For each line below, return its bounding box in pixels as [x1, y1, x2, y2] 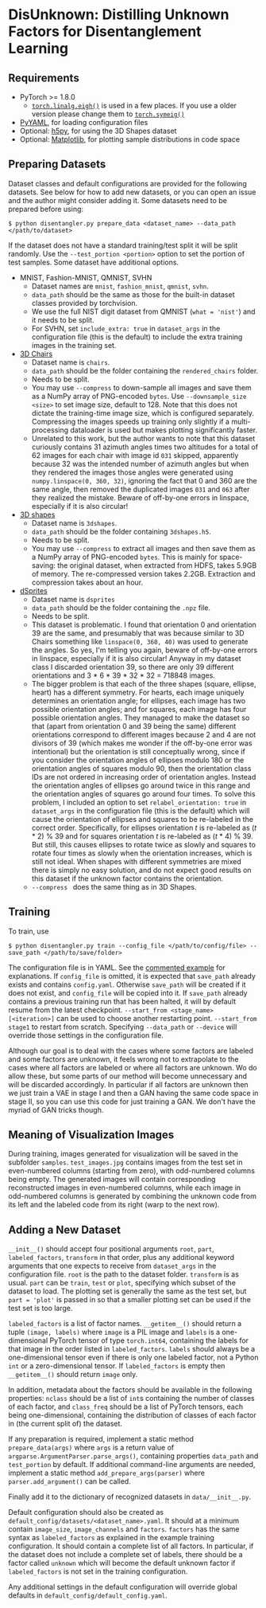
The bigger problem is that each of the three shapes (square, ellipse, [31, 679, 256, 688]
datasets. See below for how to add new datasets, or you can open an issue [8, 187, 256, 197]
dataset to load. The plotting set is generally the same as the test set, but [8, 1286, 247, 1296]
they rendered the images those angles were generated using [31, 468, 233, 477]
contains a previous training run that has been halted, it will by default [8, 996, 237, 1006]
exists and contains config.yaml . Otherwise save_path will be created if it [8, 980, 246, 989]
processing [31, 424, 69, 435]
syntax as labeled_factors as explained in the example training [8, 1533, 214, 1543]
